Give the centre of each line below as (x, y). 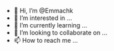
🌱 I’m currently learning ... (50, 25)
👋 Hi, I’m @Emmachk (44, 11)
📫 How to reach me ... (46, 40)
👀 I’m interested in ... (43, 18)
